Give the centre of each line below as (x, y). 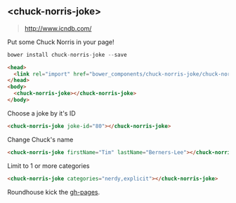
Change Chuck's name (40, 139)
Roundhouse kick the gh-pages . (54, 192)
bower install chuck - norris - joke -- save (67, 55)
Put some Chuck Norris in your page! (61, 42)
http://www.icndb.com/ (58, 28)
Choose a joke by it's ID (41, 113)
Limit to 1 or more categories (48, 166)
